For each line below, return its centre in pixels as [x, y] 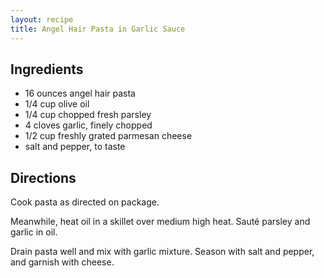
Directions [43, 177]
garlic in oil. [34, 232]
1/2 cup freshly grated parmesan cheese [108, 136]
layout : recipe [42, 19]
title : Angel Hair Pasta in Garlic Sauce [98, 29]
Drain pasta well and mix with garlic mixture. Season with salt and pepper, [162, 252]
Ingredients [47, 69]
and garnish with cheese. [62, 262]
